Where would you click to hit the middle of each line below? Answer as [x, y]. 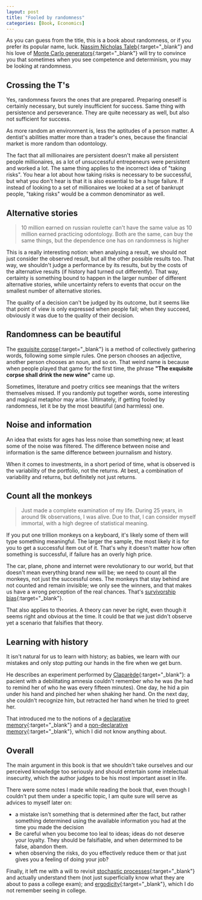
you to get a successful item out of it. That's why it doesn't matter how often [101, 548]
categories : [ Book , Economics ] [46, 23]
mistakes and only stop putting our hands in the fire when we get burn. [94, 663]
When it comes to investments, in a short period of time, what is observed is [101, 464]
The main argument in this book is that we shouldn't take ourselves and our [100, 765]
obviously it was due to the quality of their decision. [70, 315]
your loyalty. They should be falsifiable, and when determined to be [99, 840]
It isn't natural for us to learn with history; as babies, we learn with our [93, 657]
